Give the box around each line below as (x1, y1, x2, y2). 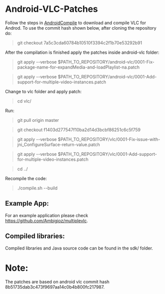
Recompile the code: (5, 175, 47, 181)
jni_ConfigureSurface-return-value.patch (17, 142, 100, 147)
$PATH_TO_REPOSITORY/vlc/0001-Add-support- (58, 151, 157, 157)
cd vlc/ (17, 98, 32, 104)
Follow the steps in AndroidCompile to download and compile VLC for (5, 20, 146, 26)
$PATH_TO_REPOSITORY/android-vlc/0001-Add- (58, 73, 157, 79)
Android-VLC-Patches (5, 3, 98, 15)
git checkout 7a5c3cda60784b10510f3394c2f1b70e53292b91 (17, 39, 142, 45)
